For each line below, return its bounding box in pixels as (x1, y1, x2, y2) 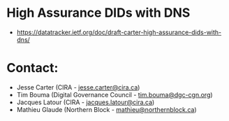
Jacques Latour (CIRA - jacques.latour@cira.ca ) (16, 98, 155, 106)
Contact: (6, 60, 59, 76)
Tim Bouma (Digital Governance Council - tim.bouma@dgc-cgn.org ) (16, 90, 214, 99)
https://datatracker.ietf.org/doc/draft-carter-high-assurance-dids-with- (16, 28, 222, 36)
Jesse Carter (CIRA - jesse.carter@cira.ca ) (16, 83, 140, 92)
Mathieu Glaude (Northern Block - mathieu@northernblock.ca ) (16, 105, 197, 113)
